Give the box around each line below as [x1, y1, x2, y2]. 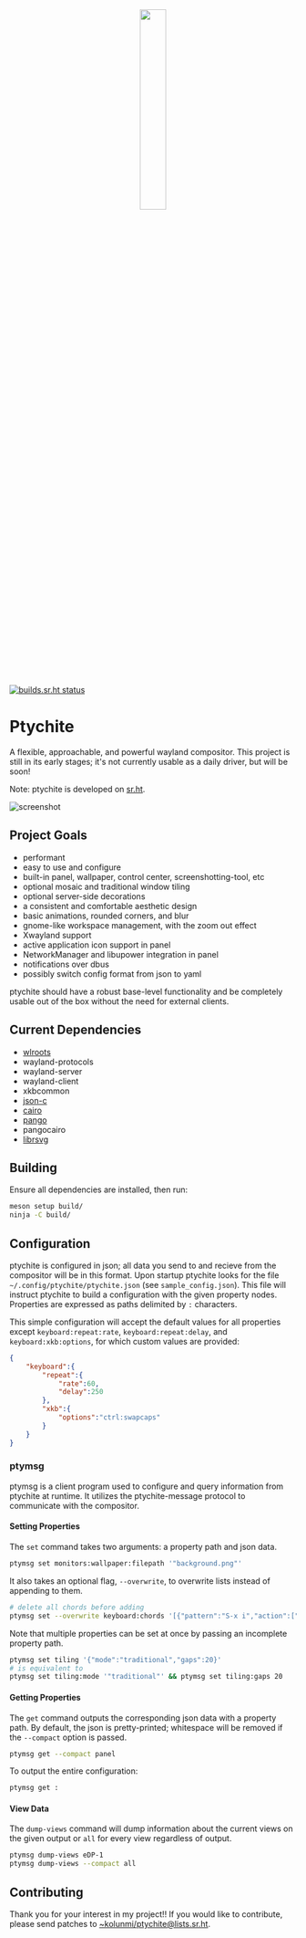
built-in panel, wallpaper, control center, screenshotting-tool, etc [22, 871, 265, 882]
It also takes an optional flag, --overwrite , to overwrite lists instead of [9, 1575, 270, 1587]
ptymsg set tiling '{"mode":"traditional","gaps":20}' [9, 1655, 222, 1664]
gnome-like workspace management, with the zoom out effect [22, 919, 257, 930]
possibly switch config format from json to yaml [22, 968, 202, 979]
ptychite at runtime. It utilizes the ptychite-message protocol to [9, 1490, 246, 1501]
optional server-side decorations [22, 890, 146, 902]
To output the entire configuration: [9, 1765, 138, 1776]
